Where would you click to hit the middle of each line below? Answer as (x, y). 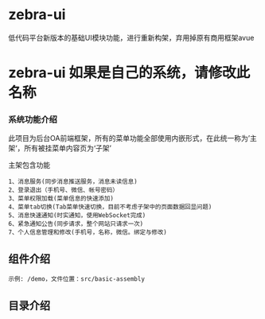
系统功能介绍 (33, 119)
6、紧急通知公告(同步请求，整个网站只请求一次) (76, 224)
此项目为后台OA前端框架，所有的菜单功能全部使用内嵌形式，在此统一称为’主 (132, 138)
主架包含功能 (29, 165)
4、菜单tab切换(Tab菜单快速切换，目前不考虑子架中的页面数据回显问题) (110, 207)
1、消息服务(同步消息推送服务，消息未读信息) (73, 182)
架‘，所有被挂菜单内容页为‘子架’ (60, 148)
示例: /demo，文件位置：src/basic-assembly (77, 279)
